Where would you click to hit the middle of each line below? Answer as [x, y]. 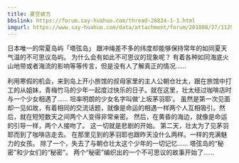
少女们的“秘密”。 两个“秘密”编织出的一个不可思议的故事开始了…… [118, 152]
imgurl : [19, 27]
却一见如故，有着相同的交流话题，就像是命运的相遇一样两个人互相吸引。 [113, 108]
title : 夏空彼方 [29, 14]
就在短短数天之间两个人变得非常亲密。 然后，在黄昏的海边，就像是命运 [123, 117]
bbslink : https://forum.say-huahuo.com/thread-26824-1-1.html [101, 21]
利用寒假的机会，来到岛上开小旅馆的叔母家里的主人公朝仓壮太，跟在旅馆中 [116, 81]
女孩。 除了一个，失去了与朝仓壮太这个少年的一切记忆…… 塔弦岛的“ [119, 144]
